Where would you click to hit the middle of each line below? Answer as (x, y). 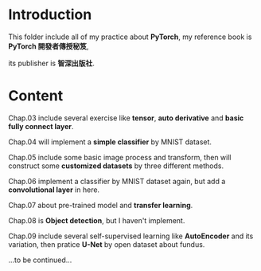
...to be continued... (40, 260)
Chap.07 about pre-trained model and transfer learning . (101, 205)
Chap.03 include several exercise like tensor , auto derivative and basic (126, 118)
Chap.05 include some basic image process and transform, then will (120, 157)
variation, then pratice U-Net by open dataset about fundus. (107, 244)
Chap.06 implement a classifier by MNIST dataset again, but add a (117, 181)
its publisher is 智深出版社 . (52, 63)
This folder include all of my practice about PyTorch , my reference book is (130, 37)
